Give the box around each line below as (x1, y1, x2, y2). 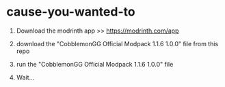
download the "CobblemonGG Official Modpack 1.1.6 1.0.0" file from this (16, 39, 219, 48)
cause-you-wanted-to (6, 4, 135, 20)
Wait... (16, 73, 35, 82)
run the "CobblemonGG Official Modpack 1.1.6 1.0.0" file (16, 60, 174, 68)
